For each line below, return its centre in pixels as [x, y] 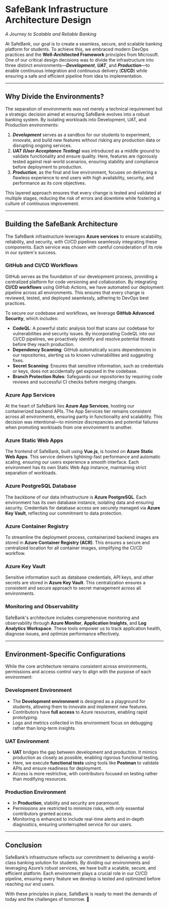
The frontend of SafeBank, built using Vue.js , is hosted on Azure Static [79, 451]
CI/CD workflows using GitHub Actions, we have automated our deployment [84, 287]
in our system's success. [31, 252]
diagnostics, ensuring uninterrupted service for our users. [72, 825]
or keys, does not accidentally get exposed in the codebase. [75, 371]
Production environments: [32, 125]
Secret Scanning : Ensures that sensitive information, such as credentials [88, 366]
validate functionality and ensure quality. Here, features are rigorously [85, 156]
